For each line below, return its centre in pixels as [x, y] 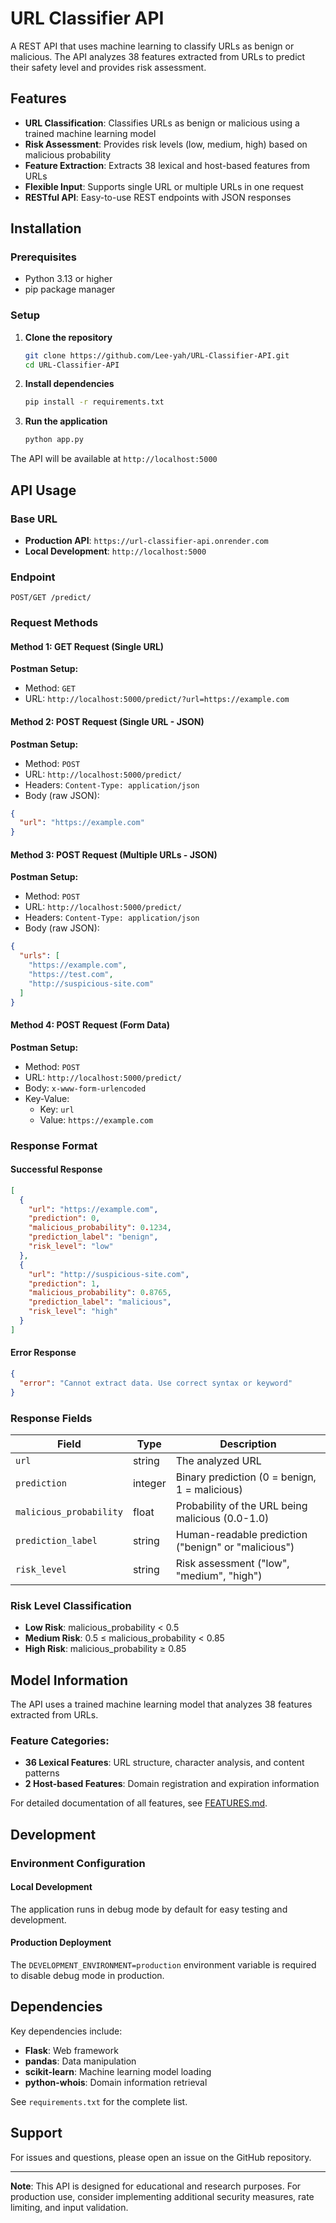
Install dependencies [69, 384]
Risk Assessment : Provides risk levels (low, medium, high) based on [166, 144]
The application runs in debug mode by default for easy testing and [149, 1909]
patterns [42, 1773]
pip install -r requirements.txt [94, 402]
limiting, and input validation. [69, 2207]
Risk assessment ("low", [232, 1563]
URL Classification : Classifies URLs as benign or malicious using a [162, 123]
